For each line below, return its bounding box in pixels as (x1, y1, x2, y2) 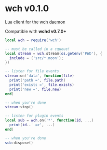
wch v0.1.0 (5, 3, 49, 14)
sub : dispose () (5, 140, 34, 145)
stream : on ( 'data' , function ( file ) (5, 73, 75, 78)
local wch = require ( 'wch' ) (5, 37, 62, 43)
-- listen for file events (5, 69, 59, 74)
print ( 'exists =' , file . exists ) (9, 82, 75, 87)
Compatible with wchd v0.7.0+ (5, 28, 67, 34)
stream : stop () (5, 105, 34, 110)
